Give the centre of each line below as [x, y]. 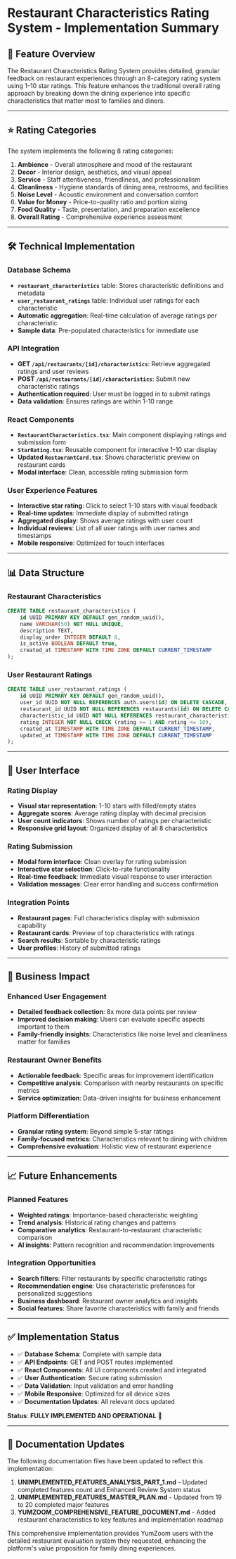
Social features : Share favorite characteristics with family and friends [118, 1308]
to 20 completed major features [63, 1505]
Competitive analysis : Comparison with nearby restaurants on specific [120, 1083]
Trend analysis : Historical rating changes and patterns [97, 1222]
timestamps [34, 536]
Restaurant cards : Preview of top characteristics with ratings [106, 933]
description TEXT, [47, 631]
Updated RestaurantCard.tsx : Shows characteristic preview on [109, 457]
